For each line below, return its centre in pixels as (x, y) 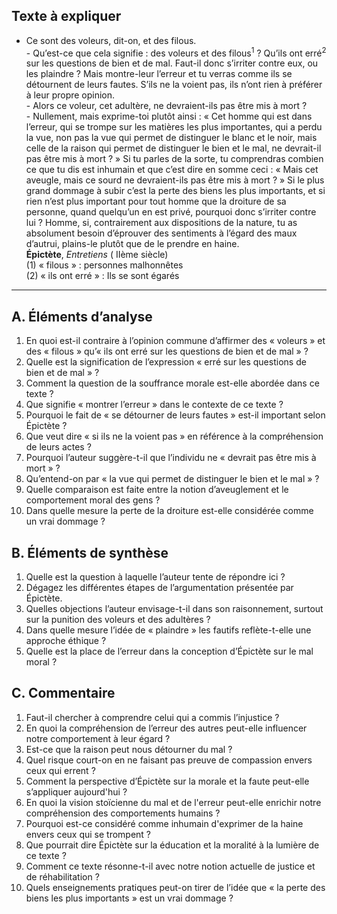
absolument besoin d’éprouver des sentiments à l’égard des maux (161, 233)
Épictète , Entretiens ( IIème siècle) (97, 255)
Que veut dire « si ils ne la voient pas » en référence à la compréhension (174, 436)
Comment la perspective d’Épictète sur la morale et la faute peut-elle (167, 781)
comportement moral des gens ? (93, 500)
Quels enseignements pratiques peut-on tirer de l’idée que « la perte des (175, 887)
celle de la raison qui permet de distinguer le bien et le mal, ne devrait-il (173, 148)
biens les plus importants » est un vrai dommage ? (129, 898)
